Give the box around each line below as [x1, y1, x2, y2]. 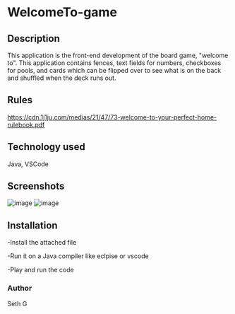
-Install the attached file [7, 238, 77, 247]
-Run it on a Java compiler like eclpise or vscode [7, 252, 150, 260]
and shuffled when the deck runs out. [7, 74, 116, 82]
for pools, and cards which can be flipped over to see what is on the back [7, 66, 222, 74]
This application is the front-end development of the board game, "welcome [7, 51, 229, 59]
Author [7, 284, 32, 293]
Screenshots [7, 180, 65, 192]
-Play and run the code [7, 266, 74, 274]
